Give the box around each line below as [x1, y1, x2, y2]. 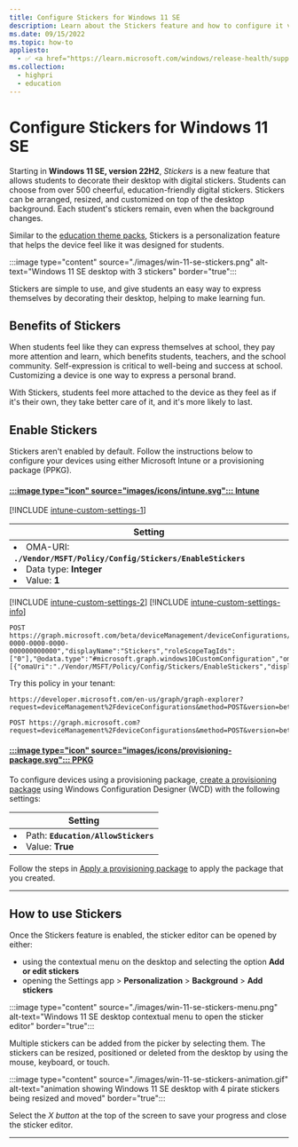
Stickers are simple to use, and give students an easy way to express [9, 283, 262, 294]
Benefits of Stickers [9, 318, 122, 333]
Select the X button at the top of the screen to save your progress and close [9, 1111, 286, 1121]
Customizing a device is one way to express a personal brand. [9, 370, 237, 381]
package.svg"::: [9, 754, 71, 764]
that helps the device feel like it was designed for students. [9, 239, 224, 249]
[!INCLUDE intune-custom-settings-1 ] [9, 505, 146, 516]
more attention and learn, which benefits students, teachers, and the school [9, 352, 286, 362]
